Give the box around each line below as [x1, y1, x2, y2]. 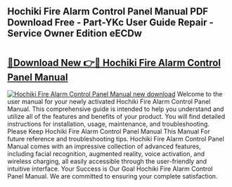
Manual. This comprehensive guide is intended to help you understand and [7, 105, 224, 113]
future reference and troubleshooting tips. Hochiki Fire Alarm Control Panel [7, 135, 225, 143]
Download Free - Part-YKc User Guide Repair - [7, 17, 214, 29]
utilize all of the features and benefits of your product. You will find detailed [7, 112, 226, 120]
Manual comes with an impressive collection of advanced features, [7, 142, 202, 150]
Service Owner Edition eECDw [7, 27, 143, 39]
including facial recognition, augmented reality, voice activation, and [7, 150, 205, 157]
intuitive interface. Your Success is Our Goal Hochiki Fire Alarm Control [7, 165, 213, 173]
